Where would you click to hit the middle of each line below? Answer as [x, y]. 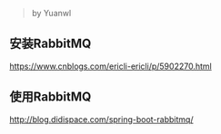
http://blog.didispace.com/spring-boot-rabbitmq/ [101, 119]
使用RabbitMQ [50, 97]
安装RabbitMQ [50, 44]
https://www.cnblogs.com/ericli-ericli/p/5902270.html [110, 66]
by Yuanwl [51, 13]
